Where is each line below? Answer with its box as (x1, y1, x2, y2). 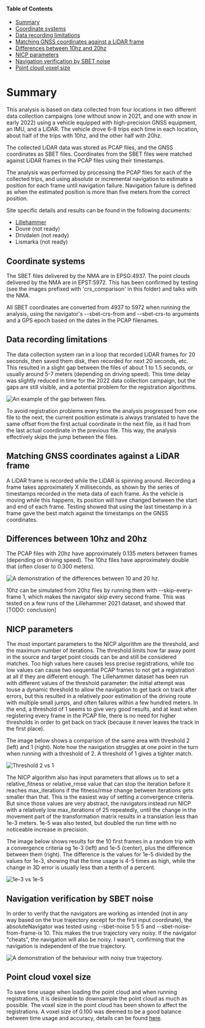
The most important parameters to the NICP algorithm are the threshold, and (6, 640, 199, 648)
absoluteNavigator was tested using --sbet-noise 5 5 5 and (6, 923, 155, 930)
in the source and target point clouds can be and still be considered (6, 653, 177, 661)
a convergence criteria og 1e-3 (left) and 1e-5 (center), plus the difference (6, 844, 193, 852)
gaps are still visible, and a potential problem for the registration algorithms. (6, 383, 197, 391)
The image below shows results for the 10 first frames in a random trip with (6, 838, 196, 845)
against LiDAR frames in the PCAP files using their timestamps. (6, 157, 165, 164)
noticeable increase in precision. (6, 826, 89, 834)
